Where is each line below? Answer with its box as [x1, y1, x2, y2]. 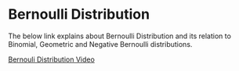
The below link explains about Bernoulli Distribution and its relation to [8, 31, 231, 41]
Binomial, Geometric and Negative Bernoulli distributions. [8, 39, 193, 48]
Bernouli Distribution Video [8, 55, 96, 64]
